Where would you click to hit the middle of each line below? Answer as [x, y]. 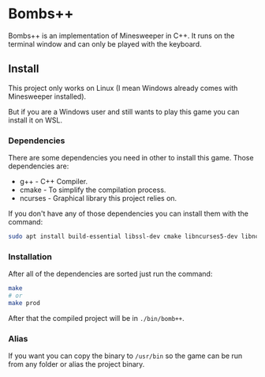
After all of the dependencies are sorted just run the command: [110, 274]
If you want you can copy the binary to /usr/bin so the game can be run [125, 356]
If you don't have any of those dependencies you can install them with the [128, 213]
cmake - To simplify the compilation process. [93, 190]
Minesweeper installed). [47, 96]
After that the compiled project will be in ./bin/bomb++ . [96, 318]
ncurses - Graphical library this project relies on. [98, 198]
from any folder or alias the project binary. [77, 364]
